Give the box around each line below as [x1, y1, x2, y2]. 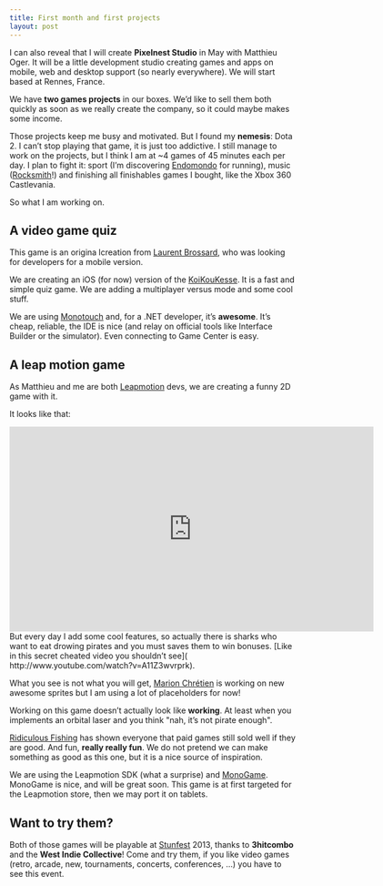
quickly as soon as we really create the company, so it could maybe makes [9, 103, 290, 114]
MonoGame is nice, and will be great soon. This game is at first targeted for [9, 779, 293, 790]
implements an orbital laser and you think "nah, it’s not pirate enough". [9, 715, 273, 726]
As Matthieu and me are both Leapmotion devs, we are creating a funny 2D [9, 382, 291, 392]
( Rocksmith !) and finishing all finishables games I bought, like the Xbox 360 [9, 169, 292, 180]
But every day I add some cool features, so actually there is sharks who [9, 631, 277, 642]
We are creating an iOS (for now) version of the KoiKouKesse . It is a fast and [9, 274, 296, 285]
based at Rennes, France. [9, 76, 106, 87]
